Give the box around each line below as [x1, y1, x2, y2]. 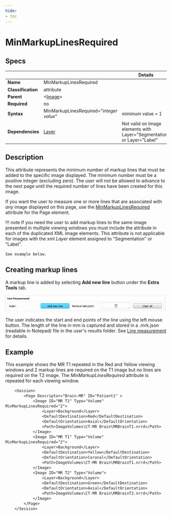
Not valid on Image [122, 121, 162, 127]
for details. [5, 333, 28, 339]
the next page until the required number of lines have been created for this [5, 183, 163, 189]
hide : [5, 8, 17, 13]
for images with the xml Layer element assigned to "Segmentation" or [5, 235, 153, 242]
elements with [122, 126, 152, 132]
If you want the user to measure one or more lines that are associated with [5, 198, 162, 205]
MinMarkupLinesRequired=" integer [43, 108, 118, 114]
